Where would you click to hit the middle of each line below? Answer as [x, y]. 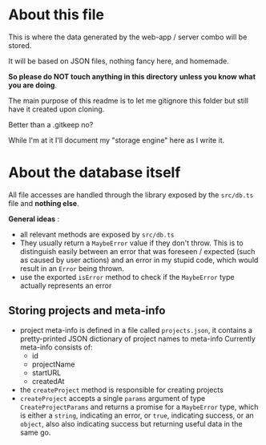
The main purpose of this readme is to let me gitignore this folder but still [129, 100]
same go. [35, 432]
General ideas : [34, 219]
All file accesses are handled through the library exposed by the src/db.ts [131, 195]
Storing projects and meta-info [87, 311]
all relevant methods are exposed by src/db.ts [97, 234]
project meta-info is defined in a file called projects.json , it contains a [136, 330]
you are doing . [33, 85]
